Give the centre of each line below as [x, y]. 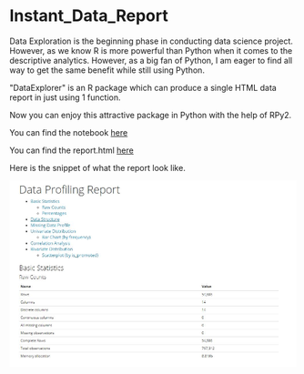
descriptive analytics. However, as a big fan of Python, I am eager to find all [151, 60]
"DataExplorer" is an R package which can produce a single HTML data [143, 87]
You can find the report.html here [71, 150]
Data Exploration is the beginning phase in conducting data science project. [152, 41]
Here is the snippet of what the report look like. [98, 167]
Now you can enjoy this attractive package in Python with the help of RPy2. [151, 115]
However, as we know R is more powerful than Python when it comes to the [151, 50]
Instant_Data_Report [89, 16]
